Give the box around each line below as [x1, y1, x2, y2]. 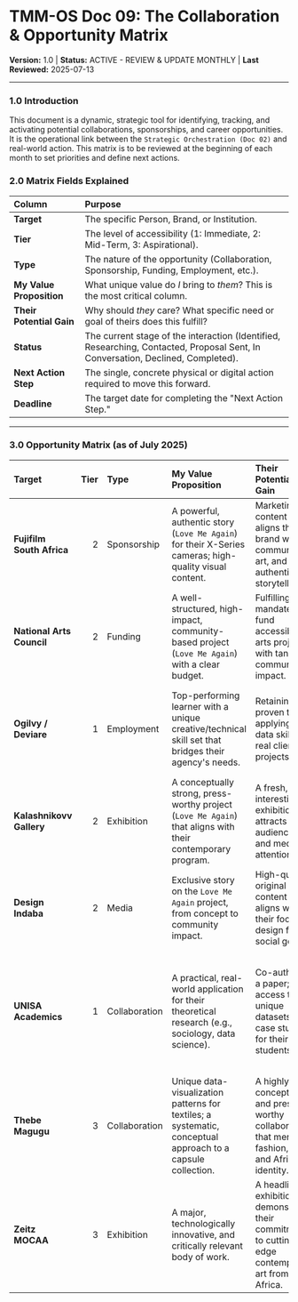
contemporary [171, 842, 231, 855]
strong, [171, 787, 201, 800]
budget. [171, 669, 204, 681]
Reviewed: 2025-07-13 [9, 64, 95, 75]
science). [171, 1038, 211, 1050]
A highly [255, 1074, 290, 1087]
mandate [255, 602, 293, 615]
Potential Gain [13, 315, 74, 327]
